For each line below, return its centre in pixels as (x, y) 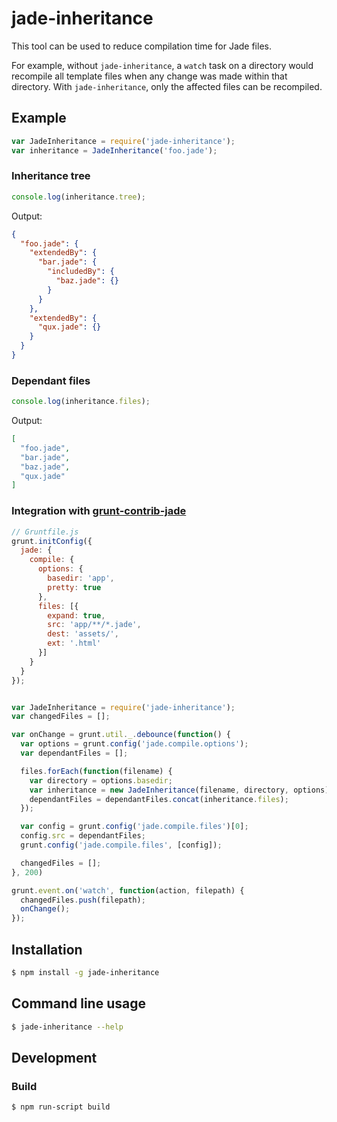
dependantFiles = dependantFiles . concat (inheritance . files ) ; (159, 799)
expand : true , (76, 615)
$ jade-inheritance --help (67, 1027)
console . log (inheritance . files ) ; (81, 402)
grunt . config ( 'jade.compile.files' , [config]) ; (121, 845)
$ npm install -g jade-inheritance (85, 972)
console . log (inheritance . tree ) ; (78, 197)
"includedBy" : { (81, 272)
